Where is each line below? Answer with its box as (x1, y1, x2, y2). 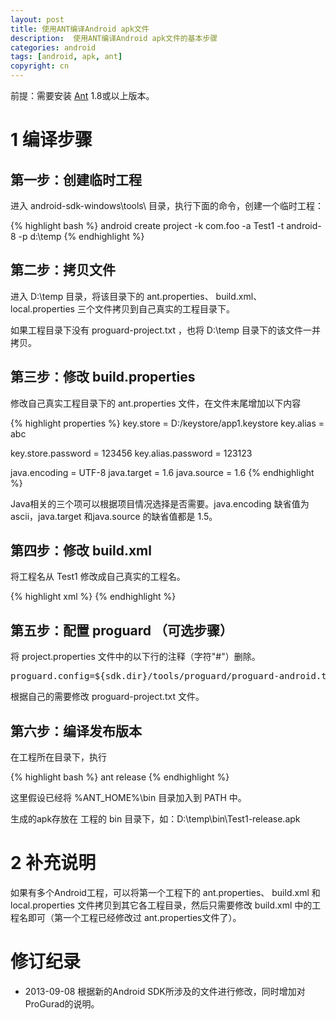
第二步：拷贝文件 (10, 262, 116, 279)
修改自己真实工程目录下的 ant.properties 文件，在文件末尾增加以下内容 (10, 397, 302, 409)
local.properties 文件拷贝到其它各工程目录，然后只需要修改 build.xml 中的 (10, 899, 313, 911)
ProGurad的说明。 (24, 997, 100, 1010)
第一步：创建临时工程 (10, 171, 142, 188)
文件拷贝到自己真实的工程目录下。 (94, 302, 235, 315)
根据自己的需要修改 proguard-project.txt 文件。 (10, 691, 205, 703)
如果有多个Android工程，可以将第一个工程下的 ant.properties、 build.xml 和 (10, 887, 321, 898)
